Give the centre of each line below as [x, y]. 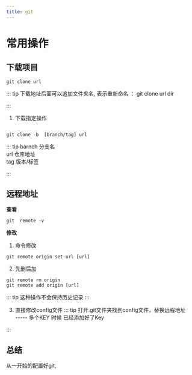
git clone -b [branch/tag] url [47, 135]
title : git [20, 12]
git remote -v [25, 221]
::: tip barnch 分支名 [31, 146]
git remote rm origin [33, 280]
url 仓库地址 [21, 154]
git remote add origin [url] [43, 285]
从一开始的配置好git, [31, 366]
